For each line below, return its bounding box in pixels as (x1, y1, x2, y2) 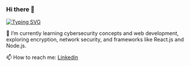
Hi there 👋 (6, 5, 35, 13)
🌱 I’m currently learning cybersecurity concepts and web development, (6, 30, 179, 37)
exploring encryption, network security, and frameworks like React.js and (6, 36, 184, 43)
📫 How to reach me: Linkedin (6, 54, 78, 61)
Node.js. (6, 42, 27, 49)
